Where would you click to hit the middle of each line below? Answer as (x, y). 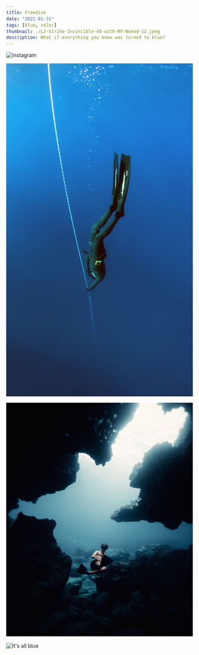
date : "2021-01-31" (30, 19)
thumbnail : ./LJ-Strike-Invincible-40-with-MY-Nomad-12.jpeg (83, 31)
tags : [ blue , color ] (32, 25)
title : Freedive (26, 12)
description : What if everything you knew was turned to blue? (86, 38)
